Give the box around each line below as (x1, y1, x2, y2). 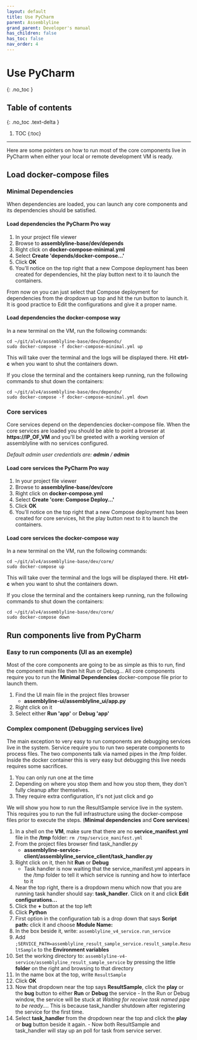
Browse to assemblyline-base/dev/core (15, 484, 113, 491)
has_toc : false (6, 36, 44, 42)
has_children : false (6, 30, 57, 36)
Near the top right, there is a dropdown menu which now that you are (15, 884, 182, 891)
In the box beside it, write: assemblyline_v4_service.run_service (15, 928, 171, 935)
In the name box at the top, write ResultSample (15, 971, 126, 978)
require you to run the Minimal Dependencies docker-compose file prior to (6, 674, 188, 681)
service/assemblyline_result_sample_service (15, 960, 126, 966)
